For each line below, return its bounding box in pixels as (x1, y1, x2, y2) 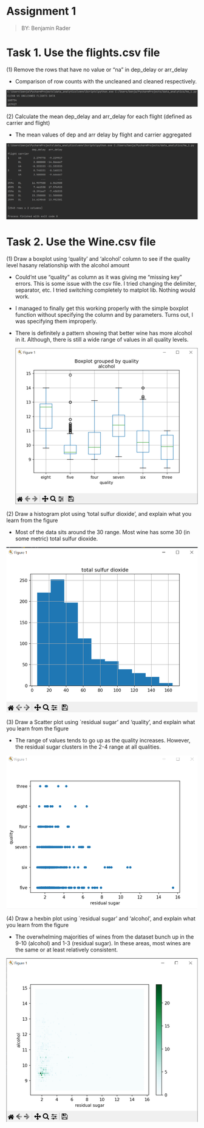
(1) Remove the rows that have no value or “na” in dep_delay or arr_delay (6, 66, 188, 73)
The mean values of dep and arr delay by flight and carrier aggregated (15, 131, 192, 138)
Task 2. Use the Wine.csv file (6, 235, 156, 249)
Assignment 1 (6, 4, 76, 18)
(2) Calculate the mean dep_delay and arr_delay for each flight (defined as (6, 113, 192, 120)
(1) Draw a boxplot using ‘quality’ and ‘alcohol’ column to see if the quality (6, 255, 191, 263)
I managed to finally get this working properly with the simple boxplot (15, 305, 189, 312)
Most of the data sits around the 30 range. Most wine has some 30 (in (15, 529, 190, 536)
